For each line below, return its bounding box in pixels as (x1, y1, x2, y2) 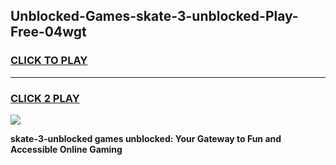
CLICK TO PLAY (10, 54, 88, 68)
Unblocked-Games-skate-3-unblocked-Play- (10, 8, 299, 25)
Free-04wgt (10, 24, 87, 41)
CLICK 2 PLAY (10, 91, 80, 105)
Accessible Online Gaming (10, 143, 123, 155)
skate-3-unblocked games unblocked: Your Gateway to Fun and (10, 132, 282, 144)
